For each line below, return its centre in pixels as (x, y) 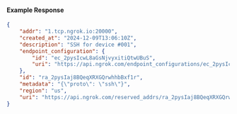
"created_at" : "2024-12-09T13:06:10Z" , (78, 38)
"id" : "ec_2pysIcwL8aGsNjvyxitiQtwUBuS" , (94, 58)
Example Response (35, 10)
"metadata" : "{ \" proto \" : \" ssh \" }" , (75, 84)
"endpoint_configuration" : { (62, 51)
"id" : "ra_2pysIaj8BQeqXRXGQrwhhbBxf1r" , (81, 78)
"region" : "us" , (44, 91)
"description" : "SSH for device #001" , (78, 45)
